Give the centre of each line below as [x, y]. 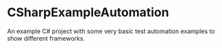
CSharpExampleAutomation [88, 13]
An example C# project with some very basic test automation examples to [111, 31]
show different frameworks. [46, 38]
